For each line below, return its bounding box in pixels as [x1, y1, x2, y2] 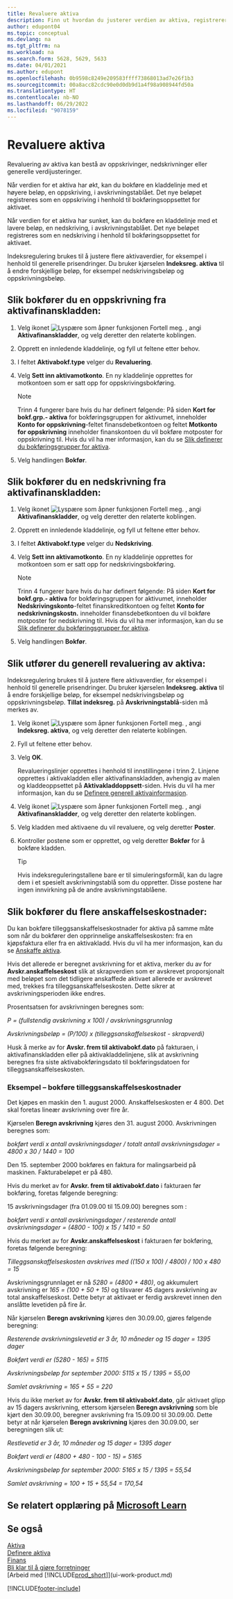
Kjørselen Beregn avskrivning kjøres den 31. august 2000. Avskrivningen [7, 1119, 217, 1128]
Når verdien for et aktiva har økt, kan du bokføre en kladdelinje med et [7, 181, 208, 189]
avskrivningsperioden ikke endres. [7, 989, 106, 997]
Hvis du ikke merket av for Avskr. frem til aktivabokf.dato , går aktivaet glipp [7, 1396, 225, 1405]
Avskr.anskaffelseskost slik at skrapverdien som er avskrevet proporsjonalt [7, 966, 225, 976]
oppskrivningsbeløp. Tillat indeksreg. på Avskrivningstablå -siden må [7, 698, 208, 707]
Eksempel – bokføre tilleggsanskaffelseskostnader [7, 1082, 182, 1092]
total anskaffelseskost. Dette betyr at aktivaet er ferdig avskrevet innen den [7, 1293, 222, 1302]
